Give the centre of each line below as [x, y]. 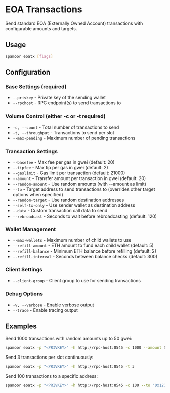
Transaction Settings [32, 151]
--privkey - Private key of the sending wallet [59, 98]
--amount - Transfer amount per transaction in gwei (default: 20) [79, 178]
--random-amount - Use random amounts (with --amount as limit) [79, 184]
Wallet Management [31, 229]
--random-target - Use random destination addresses [68, 200]
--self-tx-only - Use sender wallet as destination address [74, 205]
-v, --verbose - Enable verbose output [53, 305]
